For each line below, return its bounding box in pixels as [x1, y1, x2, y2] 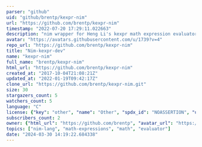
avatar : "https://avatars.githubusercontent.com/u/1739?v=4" [6, 37, 163, 43]
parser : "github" [6, 8, 50, 15]
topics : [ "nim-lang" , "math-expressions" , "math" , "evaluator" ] [6, 126, 171, 132]
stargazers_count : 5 [6, 92, 58, 98]
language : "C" [6, 103, 42, 110]
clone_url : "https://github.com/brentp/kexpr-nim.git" [6, 82, 147, 88]
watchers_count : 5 [6, 98, 52, 104]
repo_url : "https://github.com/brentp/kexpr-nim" [6, 43, 133, 49]
